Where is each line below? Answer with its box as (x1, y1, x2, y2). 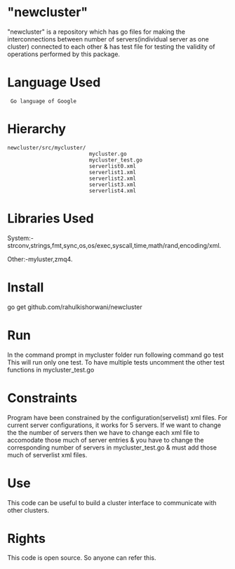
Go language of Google (10, 98, 77, 105)
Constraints (7, 390, 78, 406)
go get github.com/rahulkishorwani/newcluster (7, 303, 142, 311)
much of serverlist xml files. (7, 450, 88, 459)
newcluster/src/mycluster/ (7, 144, 86, 151)
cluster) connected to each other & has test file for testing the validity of (7, 42, 215, 51)
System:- (7, 233, 34, 242)
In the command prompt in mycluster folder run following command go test (7, 351, 224, 359)
